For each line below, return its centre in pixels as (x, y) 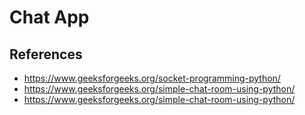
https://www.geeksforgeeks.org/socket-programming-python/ (152, 78)
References (46, 54)
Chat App (49, 17)
